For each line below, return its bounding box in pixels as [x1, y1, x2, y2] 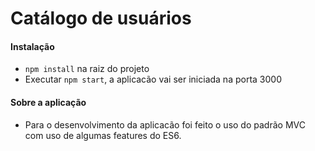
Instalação [10, 40, 55, 52]
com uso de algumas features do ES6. [24, 129, 182, 141]
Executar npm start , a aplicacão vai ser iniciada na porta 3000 [24, 73, 282, 86]
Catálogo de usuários [10, 7, 192, 30]
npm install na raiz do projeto [24, 63, 150, 75]
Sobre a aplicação [10, 96, 87, 108]
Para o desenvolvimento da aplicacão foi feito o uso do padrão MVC [24, 118, 306, 131]
